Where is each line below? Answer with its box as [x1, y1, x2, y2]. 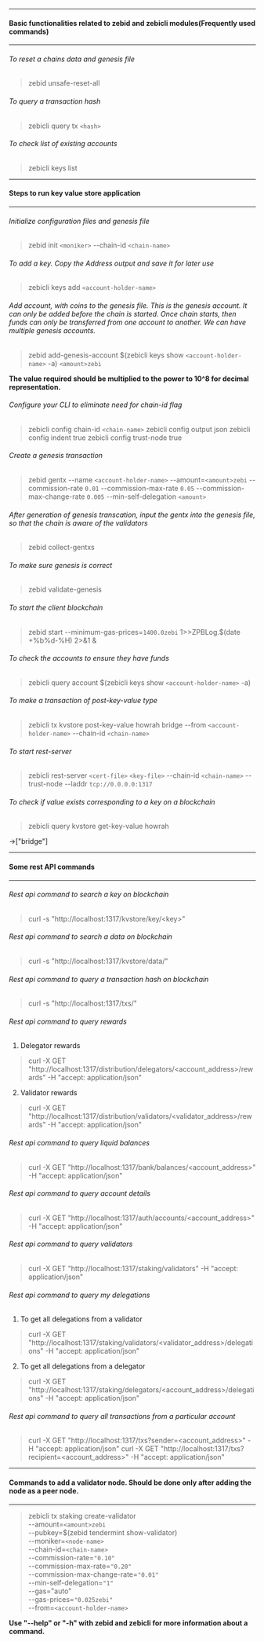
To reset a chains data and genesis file [9, 54, 136, 64]
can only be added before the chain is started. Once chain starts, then [9, 310, 237, 319]
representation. [9, 382, 61, 391]
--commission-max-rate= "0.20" [27, 1561, 132, 1571]
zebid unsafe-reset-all [27, 79, 100, 88]
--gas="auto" [27, 1586, 72, 1596]
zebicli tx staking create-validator [27, 1511, 136, 1520]
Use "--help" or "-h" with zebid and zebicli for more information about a [9, 1618, 248, 1627]
